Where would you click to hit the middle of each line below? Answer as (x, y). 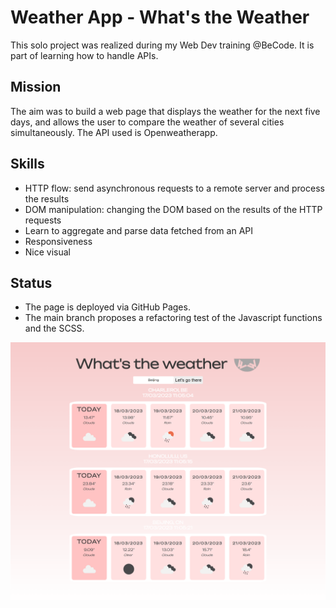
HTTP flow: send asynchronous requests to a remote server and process (174, 188)
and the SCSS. (54, 328)
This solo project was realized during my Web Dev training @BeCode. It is (162, 45)
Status (31, 282)
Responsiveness (58, 241)
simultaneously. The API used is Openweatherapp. (114, 132)
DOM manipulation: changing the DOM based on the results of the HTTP (173, 209)
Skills (27, 164)
